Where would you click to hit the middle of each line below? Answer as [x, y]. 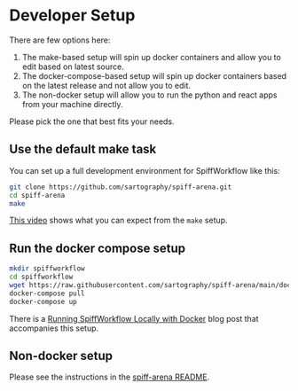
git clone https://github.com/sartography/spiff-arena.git [121, 187]
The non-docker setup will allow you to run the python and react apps [149, 95]
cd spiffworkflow [41, 277]
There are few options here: [60, 40]
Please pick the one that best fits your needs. [92, 121]
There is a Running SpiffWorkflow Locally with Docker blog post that [134, 318]
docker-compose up [43, 301]
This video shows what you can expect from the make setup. [118, 220]
